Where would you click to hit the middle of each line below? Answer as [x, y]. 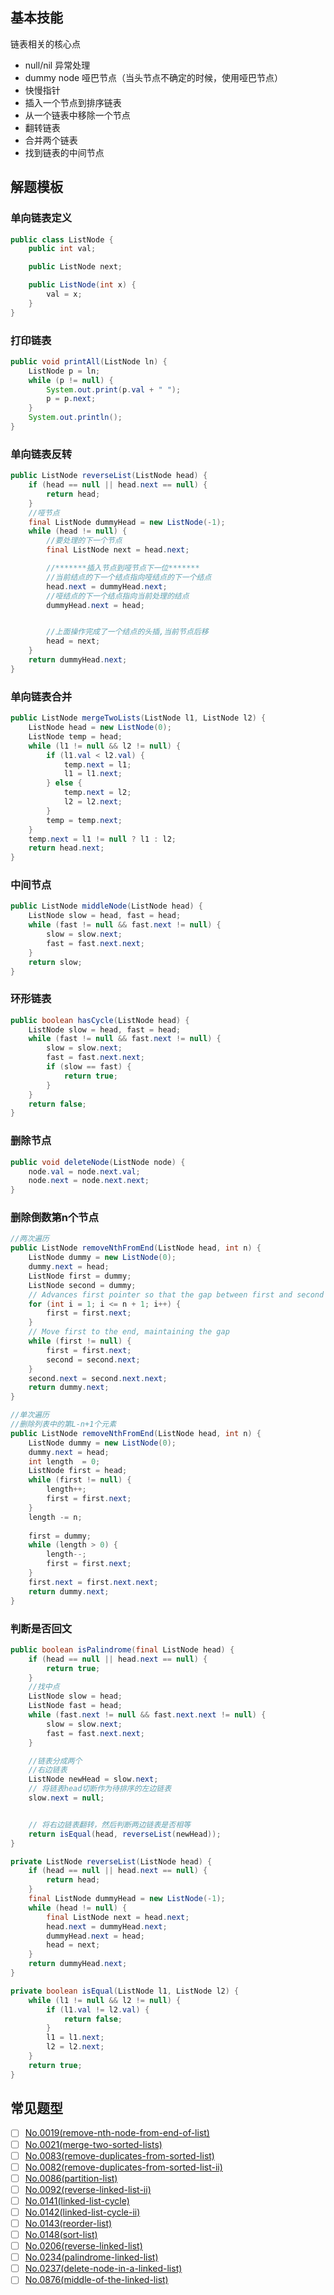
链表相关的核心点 [45, 44]
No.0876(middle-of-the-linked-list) [96, 2280]
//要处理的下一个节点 [84, 541]
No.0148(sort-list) [61, 2234]
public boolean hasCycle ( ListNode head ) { [100, 1020]
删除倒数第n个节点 [55, 1218]
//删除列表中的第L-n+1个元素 [63, 1424]
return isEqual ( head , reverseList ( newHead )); [125, 1834]
